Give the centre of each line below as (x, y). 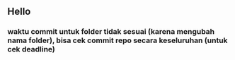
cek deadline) (31, 49)
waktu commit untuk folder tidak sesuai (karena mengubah (111, 32)
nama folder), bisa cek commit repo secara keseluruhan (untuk (117, 40)
